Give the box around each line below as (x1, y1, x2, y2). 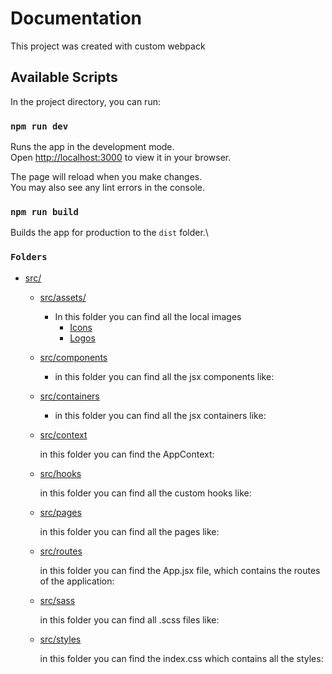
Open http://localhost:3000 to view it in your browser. (10, 152, 232, 164)
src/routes (39, 545, 83, 557)
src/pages (39, 506, 82, 518)
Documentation (10, 7, 143, 30)
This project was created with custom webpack (10, 40, 206, 52)
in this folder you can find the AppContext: (39, 448, 215, 460)
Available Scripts (10, 69, 118, 86)
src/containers (39, 390, 100, 402)
